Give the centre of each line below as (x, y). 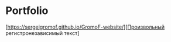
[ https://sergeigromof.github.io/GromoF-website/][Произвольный (85, 27)
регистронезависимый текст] (42, 33)
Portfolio (27, 11)
